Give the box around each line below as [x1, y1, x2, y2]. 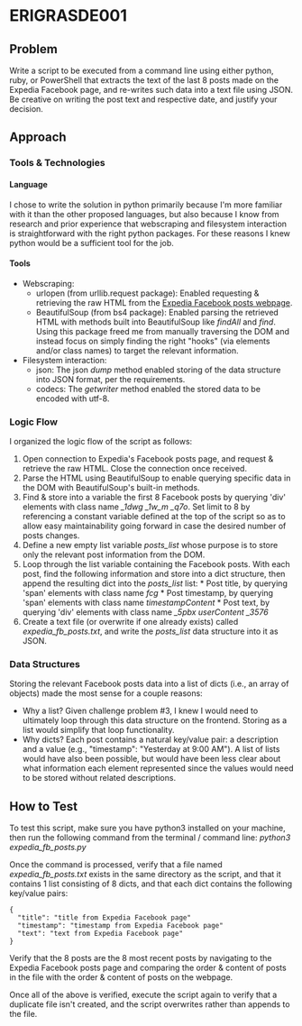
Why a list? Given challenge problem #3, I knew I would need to [22, 705, 259, 717]
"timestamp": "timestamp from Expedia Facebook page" [17, 921, 224, 930]
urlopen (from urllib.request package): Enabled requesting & [35, 288, 260, 298]
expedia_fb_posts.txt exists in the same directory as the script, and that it [9, 869, 281, 880]
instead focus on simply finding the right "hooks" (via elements [35, 335, 270, 346]
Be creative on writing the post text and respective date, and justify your [9, 94, 278, 105]
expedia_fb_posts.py [9, 842, 87, 853]
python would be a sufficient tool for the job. [9, 237, 174, 248]
